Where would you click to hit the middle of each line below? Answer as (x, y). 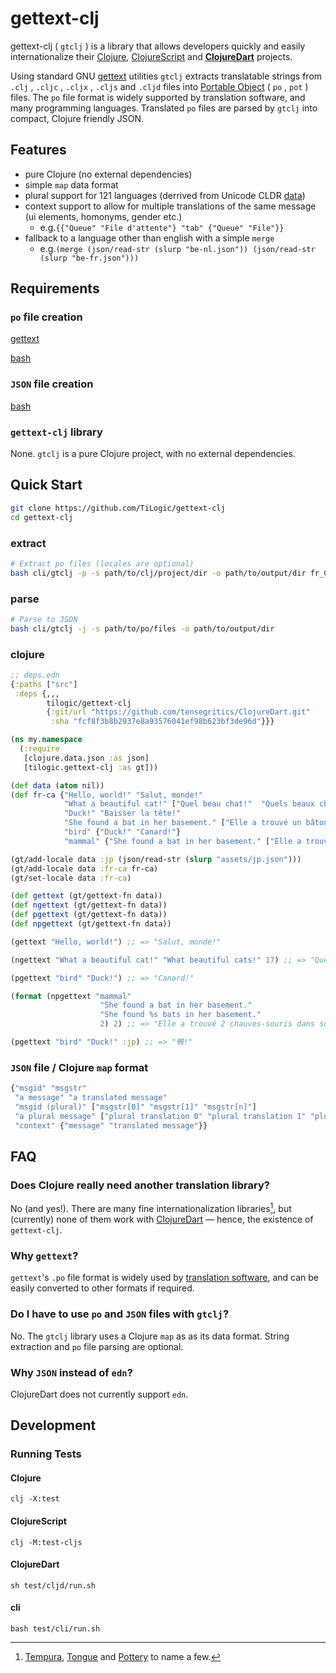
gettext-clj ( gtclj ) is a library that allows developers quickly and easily (158, 46)
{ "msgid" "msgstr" (48, 1088)
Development (53, 1425)
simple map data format (71, 184)
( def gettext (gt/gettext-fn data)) (86, 896)
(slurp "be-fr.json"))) (89, 258)
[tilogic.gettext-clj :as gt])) (91, 767)
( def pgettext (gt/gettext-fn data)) (89, 915)
